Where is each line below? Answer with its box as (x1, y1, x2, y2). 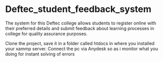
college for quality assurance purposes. (5, 30, 88, 36)
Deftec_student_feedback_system (5, 3, 152, 15)
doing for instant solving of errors (5, 51, 75, 57)
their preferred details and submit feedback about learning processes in (5, 25, 154, 31)
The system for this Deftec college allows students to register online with (5, 20, 156, 26)
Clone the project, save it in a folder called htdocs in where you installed (5, 40, 155, 46)
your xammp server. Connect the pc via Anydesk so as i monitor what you (5, 45, 158, 51)
